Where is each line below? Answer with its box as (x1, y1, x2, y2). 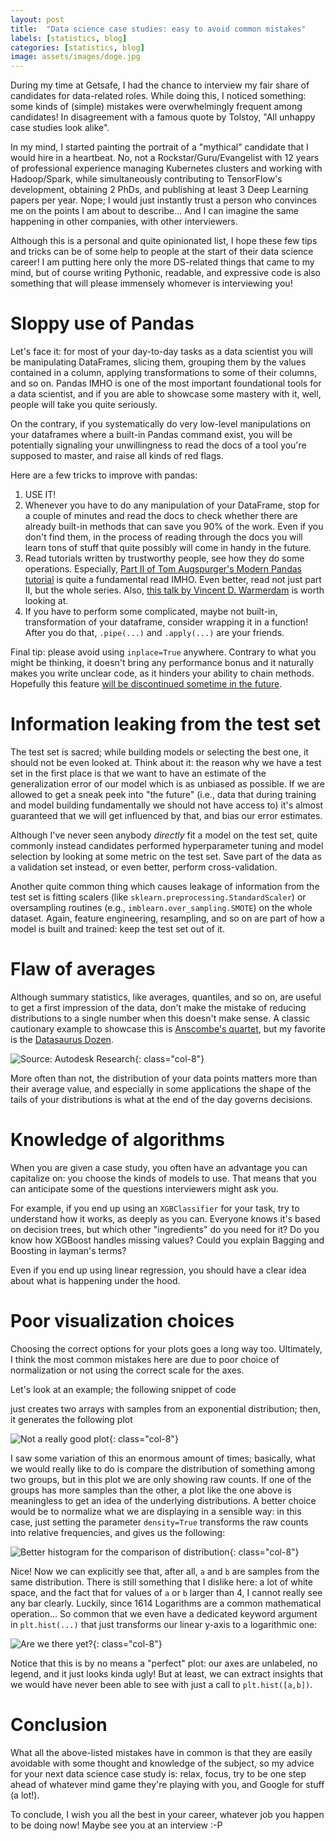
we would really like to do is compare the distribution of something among (10, 1462, 316, 1475)
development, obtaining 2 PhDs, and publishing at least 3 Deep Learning (10, 184, 309, 196)
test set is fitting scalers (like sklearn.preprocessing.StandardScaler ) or (10, 891, 307, 903)
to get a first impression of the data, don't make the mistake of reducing (10, 1001, 307, 1013)
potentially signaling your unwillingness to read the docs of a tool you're (10, 439, 307, 451)
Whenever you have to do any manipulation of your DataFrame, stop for (24, 499, 320, 511)
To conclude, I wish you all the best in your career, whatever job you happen (10, 1808, 325, 1820)
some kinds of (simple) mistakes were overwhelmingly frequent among (10, 101, 303, 113)
